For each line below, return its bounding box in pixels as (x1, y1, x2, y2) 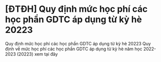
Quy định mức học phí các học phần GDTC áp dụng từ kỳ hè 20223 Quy (5, 40, 151, 46)
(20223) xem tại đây (17, 51, 58, 57)
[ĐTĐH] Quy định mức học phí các (5, 3, 148, 15)
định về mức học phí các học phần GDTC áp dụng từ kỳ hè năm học (5, 46, 142, 52)
